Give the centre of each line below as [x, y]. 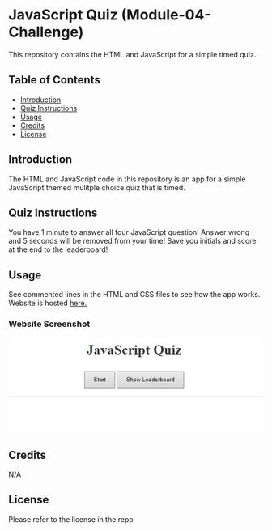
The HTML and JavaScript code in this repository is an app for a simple [127, 179]
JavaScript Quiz [64, 15]
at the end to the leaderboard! [58, 249]
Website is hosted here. [48, 303]
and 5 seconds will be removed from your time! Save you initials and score [132, 241]
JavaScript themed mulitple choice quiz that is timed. [97, 187]
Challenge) [46, 32]
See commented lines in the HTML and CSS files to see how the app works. [134, 295]
